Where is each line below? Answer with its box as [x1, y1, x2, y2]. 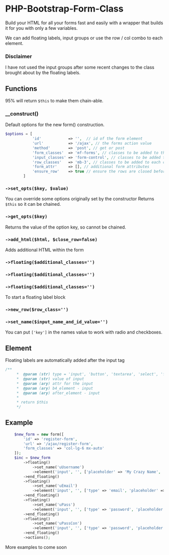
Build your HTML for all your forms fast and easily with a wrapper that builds [5, 20, 163, 26]
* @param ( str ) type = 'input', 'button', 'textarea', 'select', [16, 372, 158, 377]
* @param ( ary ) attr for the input [16, 381, 94, 386]
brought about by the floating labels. [5, 70, 80, 76]
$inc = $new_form [14, 455, 51, 461]
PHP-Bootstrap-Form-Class [5, 3, 124, 15]
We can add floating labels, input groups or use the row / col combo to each [5, 35, 163, 41]
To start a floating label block [5, 294, 66, 300]
